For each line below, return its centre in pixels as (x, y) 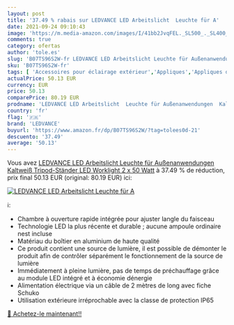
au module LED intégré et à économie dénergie (85, 278)
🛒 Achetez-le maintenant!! (45, 314)
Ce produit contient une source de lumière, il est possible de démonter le (122, 248)
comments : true (29, 40)
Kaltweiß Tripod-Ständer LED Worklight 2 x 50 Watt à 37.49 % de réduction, (116, 171)
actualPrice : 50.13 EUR (42, 78)
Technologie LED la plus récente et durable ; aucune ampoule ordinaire (119, 226)
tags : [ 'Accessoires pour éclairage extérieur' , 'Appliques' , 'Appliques (115, 72)
